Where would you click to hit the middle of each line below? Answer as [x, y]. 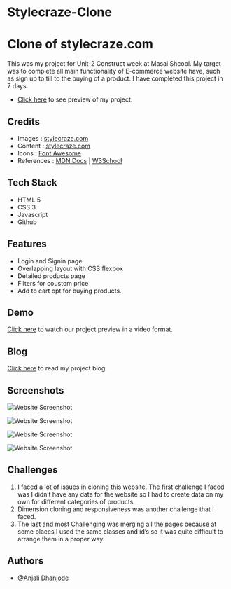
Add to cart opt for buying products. [69, 291]
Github [27, 222]
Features [27, 244]
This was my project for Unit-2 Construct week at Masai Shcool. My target [114, 64]
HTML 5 [29, 200]
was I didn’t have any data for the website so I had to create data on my [120, 494]
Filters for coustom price [53, 283]
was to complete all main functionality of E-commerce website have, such [114, 71]
